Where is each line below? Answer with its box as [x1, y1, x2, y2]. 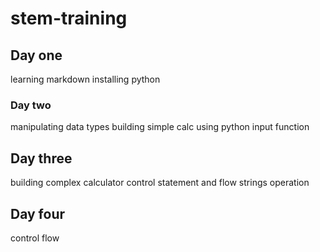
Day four [10, 205, 66, 222]
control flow [10, 232, 60, 244]
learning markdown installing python [10, 73, 161, 85]
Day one [10, 47, 63, 64]
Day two [10, 98, 52, 112]
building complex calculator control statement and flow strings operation [10, 177, 310, 189]
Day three [10, 150, 73, 167]
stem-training [10, 7, 128, 30]
